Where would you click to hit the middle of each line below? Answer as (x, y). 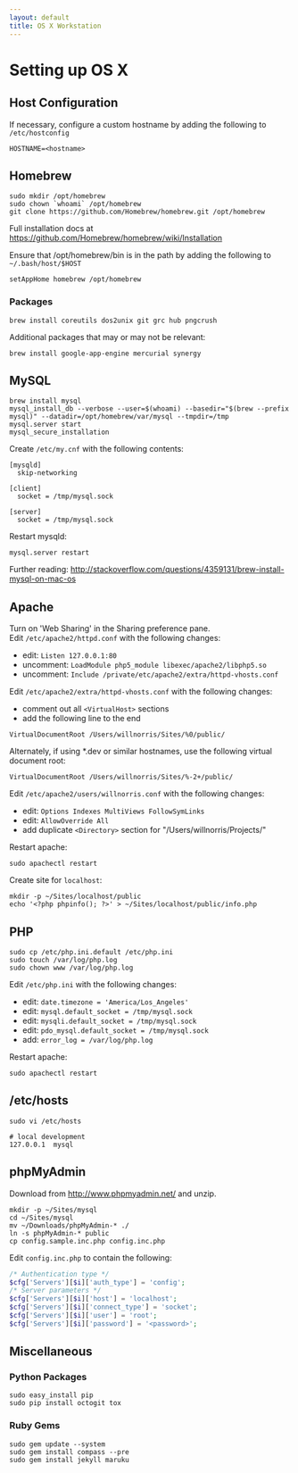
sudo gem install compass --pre (69, 1452)
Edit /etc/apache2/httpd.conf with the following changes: (115, 638)
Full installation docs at (51, 229)
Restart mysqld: (38, 537)
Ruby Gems (35, 1426)
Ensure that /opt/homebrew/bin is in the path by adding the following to (141, 255)
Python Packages (48, 1377)
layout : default (39, 17)
